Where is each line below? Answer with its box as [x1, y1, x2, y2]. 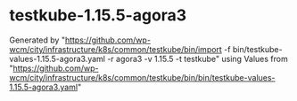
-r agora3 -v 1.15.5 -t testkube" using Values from [106, 53, 288, 64]
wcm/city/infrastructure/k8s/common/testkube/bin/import [9, 43, 223, 54]
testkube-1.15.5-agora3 [9, 5, 187, 26]
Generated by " [9, 35, 65, 45]
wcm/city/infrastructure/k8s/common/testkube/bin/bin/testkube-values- [9, 72, 276, 82]
